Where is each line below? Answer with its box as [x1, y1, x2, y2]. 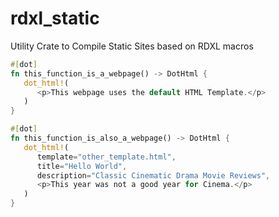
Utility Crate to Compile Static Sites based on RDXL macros [10, 40, 254, 52]
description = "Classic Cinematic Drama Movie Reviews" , [36, 170, 271, 181]
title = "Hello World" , [36, 161, 128, 171]
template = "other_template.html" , [36, 152, 177, 162]
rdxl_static [10, 7, 100, 30]
